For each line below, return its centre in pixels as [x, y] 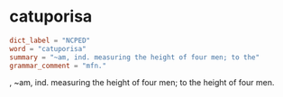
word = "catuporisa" [48, 48]
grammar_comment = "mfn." [58, 66]
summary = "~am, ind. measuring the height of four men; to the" [134, 57]
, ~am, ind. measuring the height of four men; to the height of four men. [142, 83]
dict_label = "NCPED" [50, 40]
